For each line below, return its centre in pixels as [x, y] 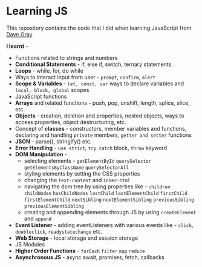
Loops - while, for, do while [49, 70]
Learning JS [37, 11]
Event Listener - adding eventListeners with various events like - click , [104, 225]
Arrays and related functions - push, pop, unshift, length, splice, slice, [103, 103]
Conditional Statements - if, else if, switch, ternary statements [93, 64]
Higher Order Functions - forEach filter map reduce [80, 251]
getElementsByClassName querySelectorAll [76, 168]
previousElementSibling [54, 206]
